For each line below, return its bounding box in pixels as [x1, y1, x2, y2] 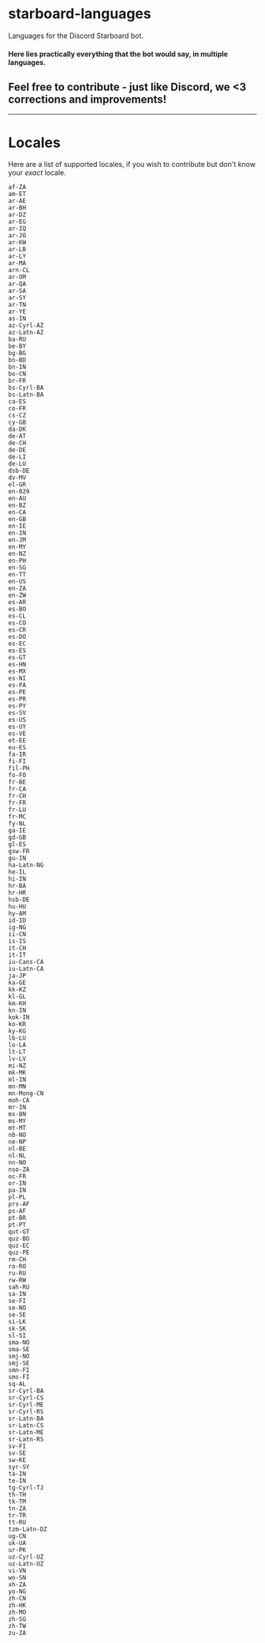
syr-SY [8, 1464, 30, 1471]
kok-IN [8, 1014, 30, 1022]
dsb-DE [8, 467, 30, 475]
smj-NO [8, 1353, 30, 1361]
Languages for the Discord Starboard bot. [8, 31, 144, 40]
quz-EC [8, 1242, 30, 1250]
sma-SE [8, 1346, 30, 1354]
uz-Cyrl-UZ [8, 1553, 44, 1562]
